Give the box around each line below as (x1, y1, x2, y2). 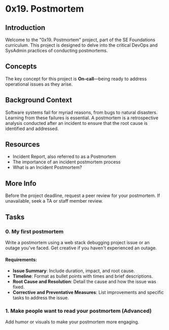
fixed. (12, 284, 25, 290)
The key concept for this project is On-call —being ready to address (5, 76, 147, 82)
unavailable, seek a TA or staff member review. (5, 198, 103, 204)
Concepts (5, 62, 37, 71)
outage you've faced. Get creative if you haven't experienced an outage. (5, 245, 157, 251)
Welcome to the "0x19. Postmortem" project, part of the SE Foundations (5, 37, 156, 43)
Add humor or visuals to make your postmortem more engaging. (5, 319, 140, 325)
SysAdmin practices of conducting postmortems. (5, 48, 108, 53)
